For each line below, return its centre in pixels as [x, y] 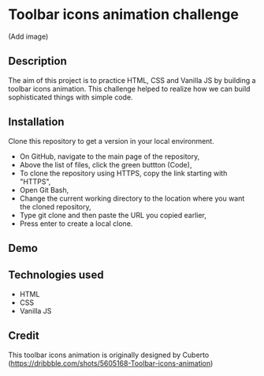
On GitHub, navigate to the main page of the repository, [110, 156]
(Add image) [28, 36]
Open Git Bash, [44, 190]
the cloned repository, [56, 206]
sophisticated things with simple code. [71, 97]
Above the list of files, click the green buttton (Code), [106, 164]
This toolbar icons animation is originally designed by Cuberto [109, 355]
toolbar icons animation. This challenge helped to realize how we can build [129, 88]
